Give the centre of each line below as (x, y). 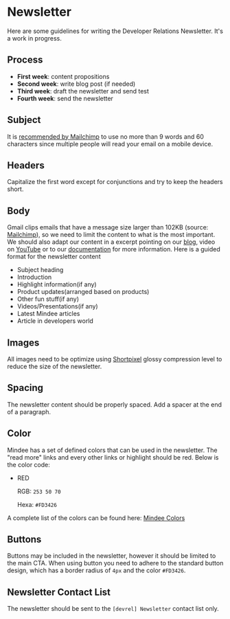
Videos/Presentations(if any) (57, 306)
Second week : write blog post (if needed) (76, 84)
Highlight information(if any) (57, 284)
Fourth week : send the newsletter (65, 98)
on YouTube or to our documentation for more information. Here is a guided (114, 249)
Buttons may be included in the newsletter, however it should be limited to (112, 556)
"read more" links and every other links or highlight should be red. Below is (113, 457)
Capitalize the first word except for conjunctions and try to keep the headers (115, 182)
